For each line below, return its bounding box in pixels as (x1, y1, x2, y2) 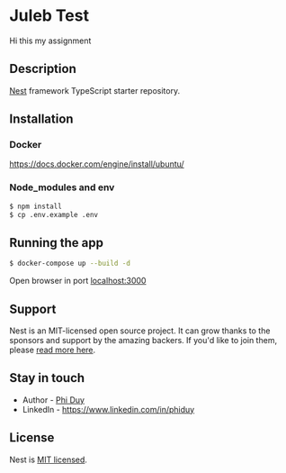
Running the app (9, 235, 103, 250)
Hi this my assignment (9, 35, 92, 46)
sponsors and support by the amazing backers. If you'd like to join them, (9, 334, 277, 345)
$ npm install (9, 202, 63, 211)
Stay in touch (9, 370, 85, 386)
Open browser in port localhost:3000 (9, 276, 147, 287)
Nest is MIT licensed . (9, 454, 88, 465)
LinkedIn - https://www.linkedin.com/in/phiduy (22, 404, 195, 414)
